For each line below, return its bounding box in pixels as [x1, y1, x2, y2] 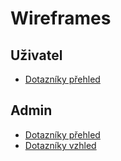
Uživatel [10, 47, 63, 64]
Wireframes [10, 7, 112, 30]
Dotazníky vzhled [24, 139, 97, 151]
